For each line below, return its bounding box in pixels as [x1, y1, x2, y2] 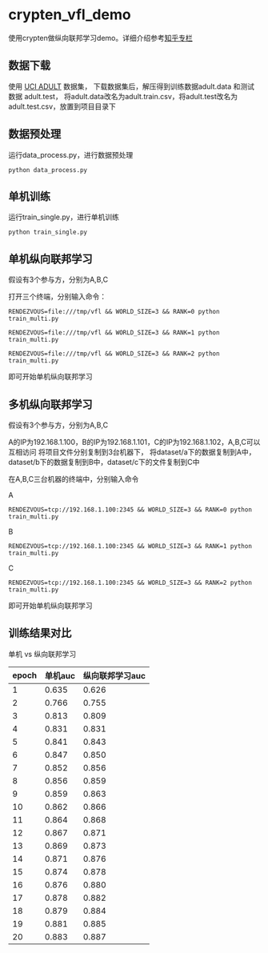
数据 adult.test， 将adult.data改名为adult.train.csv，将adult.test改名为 [8, 91, 238, 101]
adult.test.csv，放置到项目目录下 [8, 102, 116, 111]
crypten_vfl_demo [8, 6, 131, 24]
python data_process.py [8, 166, 88, 174]
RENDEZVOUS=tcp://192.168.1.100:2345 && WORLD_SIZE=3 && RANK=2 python [8, 579, 252, 587]
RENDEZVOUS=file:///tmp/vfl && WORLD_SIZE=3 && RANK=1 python [8, 329, 220, 337]
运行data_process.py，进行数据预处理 [8, 150, 134, 159]
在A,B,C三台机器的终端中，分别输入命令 [8, 474, 139, 483]
